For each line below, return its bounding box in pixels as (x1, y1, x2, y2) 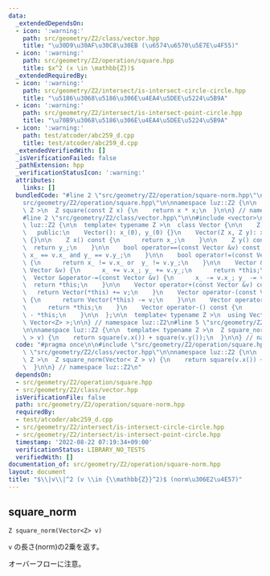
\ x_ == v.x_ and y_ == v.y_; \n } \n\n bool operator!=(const (22, 251, 253, 259)
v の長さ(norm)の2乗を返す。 (8, 541, 104, 551)
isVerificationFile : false (15, 393, 106, 401)
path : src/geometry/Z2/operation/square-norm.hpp (15, 401, 185, 409)
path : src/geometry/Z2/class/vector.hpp (22, 34, 160, 43)
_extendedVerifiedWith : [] (15, 146, 106, 154)
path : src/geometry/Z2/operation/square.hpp (22, 57, 174, 65)
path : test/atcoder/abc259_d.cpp (22, 131, 135, 139)
